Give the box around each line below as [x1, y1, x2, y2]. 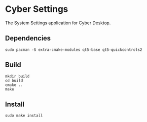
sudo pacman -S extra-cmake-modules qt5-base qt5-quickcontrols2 [5, 47, 142, 52]
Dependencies [5, 34, 51, 42]
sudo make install [5, 113, 43, 118]
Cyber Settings [5, 3, 68, 15]
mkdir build [5, 74, 30, 79]
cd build [5, 78, 23, 83]
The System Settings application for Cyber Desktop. [5, 20, 111, 26]
